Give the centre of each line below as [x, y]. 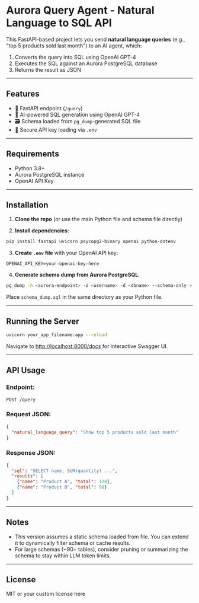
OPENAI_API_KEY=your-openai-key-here [53, 264]
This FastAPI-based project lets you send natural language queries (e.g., [96, 39]
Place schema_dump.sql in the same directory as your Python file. [84, 297]
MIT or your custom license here [46, 594]
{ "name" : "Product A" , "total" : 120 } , [65, 482]
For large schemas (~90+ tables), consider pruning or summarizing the [101, 549]
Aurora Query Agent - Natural [81, 10]
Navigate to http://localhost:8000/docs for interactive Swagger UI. [87, 346]
